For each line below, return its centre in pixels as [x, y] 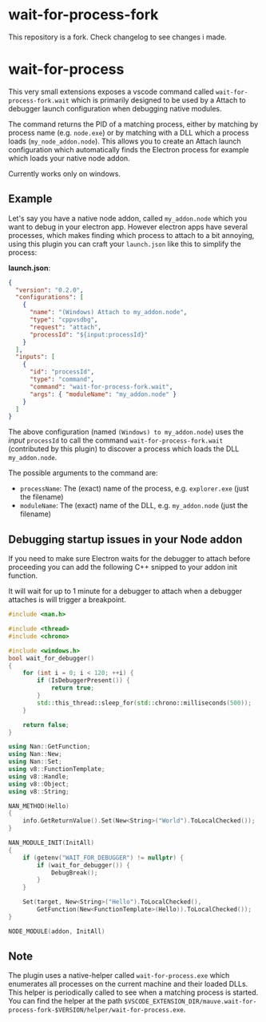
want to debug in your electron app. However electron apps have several [128, 227]
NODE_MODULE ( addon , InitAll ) [57, 931]
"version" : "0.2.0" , [50, 290]
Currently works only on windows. [65, 173]
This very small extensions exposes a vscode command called [111, 91]
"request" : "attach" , [66, 327]
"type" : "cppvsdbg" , [64, 320]
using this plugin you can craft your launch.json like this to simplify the [125, 244]
